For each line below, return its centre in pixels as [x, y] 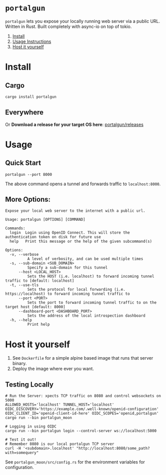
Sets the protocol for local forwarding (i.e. [76, 290]
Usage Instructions [32, 41]
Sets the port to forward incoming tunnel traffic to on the [92, 303]
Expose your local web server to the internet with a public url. [75, 211]
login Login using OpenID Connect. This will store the [70, 233]
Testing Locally [29, 384]
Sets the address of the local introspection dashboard [86, 316]
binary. [19, 364]
